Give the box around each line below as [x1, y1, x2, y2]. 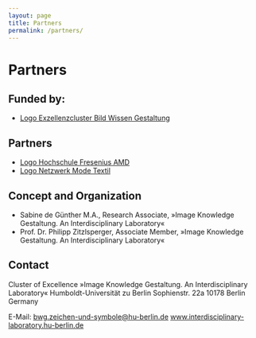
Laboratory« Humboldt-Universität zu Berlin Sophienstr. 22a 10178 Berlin [8, 288, 246, 297]
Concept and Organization [8, 188, 142, 203]
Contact [8, 258, 49, 272]
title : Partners [8, 19, 62, 27]
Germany [8, 296, 39, 306]
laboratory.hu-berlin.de [8, 320, 84, 330]
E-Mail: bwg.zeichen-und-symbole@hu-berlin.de [8, 312, 169, 321]
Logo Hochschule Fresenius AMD [19, 157, 130, 167]
